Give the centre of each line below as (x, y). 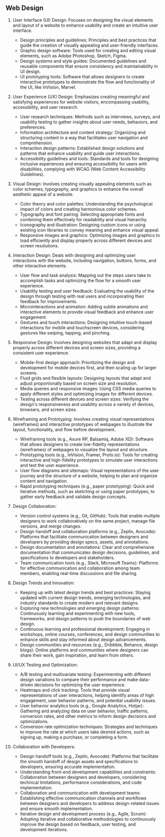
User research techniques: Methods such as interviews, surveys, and (90, 117)
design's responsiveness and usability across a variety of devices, (87, 404)
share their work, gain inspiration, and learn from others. (77, 655)
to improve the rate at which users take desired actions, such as (85, 732)
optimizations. (34, 721)
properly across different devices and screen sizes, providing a (77, 347)
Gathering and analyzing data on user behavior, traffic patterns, (84, 711)
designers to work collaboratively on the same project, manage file (87, 521)
